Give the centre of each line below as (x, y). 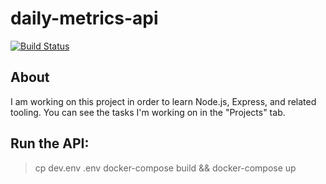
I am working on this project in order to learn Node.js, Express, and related (163, 101)
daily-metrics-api (84, 18)
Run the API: (50, 143)
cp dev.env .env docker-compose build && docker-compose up (165, 168)
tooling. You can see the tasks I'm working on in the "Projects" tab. (148, 112)
